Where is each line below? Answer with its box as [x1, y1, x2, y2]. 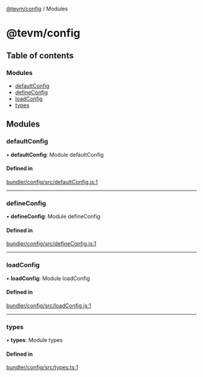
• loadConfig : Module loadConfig [6, 275, 91, 282]
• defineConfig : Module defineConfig [6, 213, 101, 220]
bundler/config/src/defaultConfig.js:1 [6, 178, 98, 185]
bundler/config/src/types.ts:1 [6, 364, 79, 371]
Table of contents [6, 50, 74, 61]
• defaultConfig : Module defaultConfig [6, 151, 104, 158]
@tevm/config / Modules [6, 5, 68, 12]
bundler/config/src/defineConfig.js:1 [6, 240, 97, 248]
